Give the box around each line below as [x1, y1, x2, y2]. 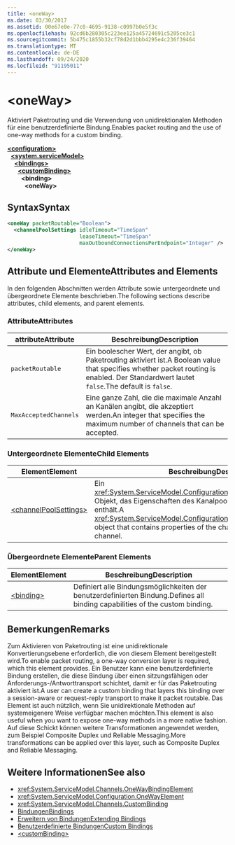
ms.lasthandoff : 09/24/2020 [7, 56, 90, 63]
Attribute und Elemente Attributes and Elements [7, 265, 218, 277]
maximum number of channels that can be [85, 419, 225, 428]
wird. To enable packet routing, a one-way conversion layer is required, [7, 657, 211, 665]
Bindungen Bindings [17, 807, 74, 816]
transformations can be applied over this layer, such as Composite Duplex [7, 739, 220, 747]
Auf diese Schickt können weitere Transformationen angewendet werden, [7, 724, 220, 732]
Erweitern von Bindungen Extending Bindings [17, 815, 146, 823]
